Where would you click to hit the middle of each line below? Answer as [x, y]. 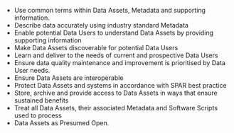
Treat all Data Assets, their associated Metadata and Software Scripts [116, 108]
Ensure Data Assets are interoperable [69, 78]
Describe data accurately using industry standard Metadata [101, 25]
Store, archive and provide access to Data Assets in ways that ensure [116, 93]
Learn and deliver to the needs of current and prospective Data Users [116, 55]
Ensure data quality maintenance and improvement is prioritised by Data [120, 63]
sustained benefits [41, 100]
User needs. [32, 70]
